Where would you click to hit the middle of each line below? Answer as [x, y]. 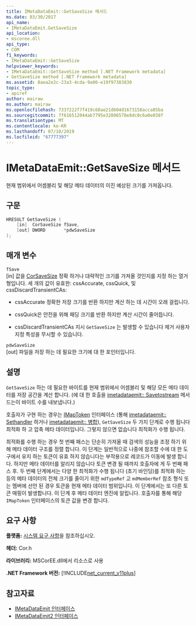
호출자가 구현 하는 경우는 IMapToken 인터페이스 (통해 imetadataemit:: [86, 414]
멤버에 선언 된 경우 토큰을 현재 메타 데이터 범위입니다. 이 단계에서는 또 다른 [97, 485]
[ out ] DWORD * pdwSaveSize [56, 230]
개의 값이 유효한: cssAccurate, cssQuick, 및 [85, 283]
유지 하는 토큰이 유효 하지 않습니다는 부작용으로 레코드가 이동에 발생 [99, 456]
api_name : [18, 22]
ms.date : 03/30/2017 [31, 17]
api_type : [18, 45]
